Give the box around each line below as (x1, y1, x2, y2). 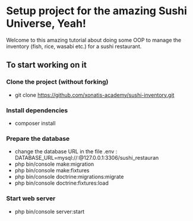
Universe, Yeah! (6, 17, 86, 30)
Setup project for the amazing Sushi (6, 4, 187, 18)
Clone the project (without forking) (6, 78, 109, 86)
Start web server (6, 194, 56, 203)
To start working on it (6, 60, 87, 70)
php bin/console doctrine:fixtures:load (14, 179, 109, 187)
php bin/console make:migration (14, 160, 94, 168)
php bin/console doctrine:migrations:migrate (14, 173, 124, 181)
